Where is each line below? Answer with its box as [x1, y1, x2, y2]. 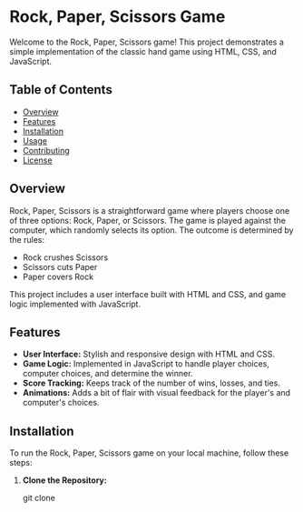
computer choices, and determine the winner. [22, 368, 193, 379]
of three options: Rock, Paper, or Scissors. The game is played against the [9, 215, 286, 226]
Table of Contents [9, 82, 113, 97]
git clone [22, 493, 56, 504]
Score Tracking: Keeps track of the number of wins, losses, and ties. [22, 377, 281, 388]
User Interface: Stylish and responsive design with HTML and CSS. [22, 348, 275, 360]
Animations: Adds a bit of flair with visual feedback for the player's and [22, 387, 291, 398]
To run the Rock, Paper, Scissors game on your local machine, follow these [9, 447, 289, 458]
